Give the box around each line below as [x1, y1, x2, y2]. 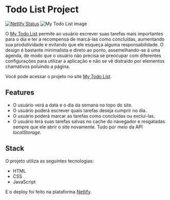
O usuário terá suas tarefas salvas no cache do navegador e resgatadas [12, 118, 165, 124]
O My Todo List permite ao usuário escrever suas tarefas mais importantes [5, 30, 163, 37]
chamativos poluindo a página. [5, 63, 70, 69]
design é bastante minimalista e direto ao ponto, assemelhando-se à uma [5, 47, 161, 53]
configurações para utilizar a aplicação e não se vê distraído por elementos [5, 58, 165, 64]
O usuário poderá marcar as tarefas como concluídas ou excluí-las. [12, 113, 155, 119]
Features [5, 88, 34, 97]
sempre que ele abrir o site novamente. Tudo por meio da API [12, 123, 143, 130]
